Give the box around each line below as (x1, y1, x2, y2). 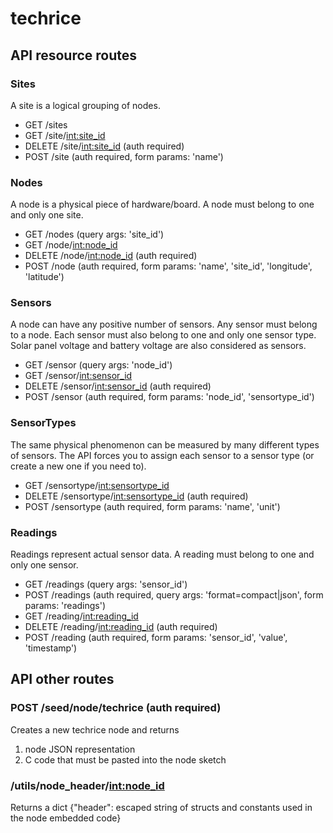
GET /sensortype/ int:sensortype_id (24, 479, 170, 491)
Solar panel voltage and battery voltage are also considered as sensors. (10, 340, 307, 352)
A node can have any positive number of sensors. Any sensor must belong (10, 318, 318, 331)
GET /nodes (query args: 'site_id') (24, 228, 165, 241)
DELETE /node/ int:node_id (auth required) (24, 250, 198, 262)
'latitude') (24, 271, 65, 283)
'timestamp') (24, 642, 78, 654)
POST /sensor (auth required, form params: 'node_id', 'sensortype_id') (24, 391, 315, 403)
